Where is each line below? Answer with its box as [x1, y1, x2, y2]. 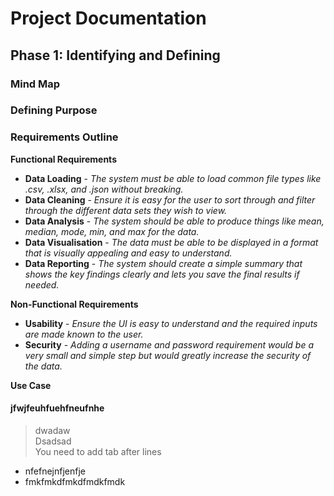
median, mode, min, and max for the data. [24, 225, 200, 237]
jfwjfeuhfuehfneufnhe [10, 402, 105, 414]
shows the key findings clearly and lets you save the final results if [24, 268, 300, 280]
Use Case [10, 379, 52, 391]
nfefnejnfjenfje [24, 465, 87, 477]
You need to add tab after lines [34, 445, 162, 457]
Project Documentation [10, 7, 207, 30]
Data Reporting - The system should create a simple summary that [24, 257, 303, 269]
